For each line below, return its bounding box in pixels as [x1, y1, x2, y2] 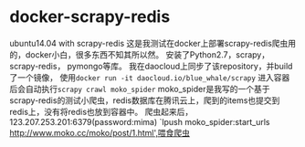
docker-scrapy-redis [9, 6, 171, 27]
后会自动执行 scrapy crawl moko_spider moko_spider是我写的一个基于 [9, 83, 270, 94]
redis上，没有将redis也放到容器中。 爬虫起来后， [9, 106, 194, 117]
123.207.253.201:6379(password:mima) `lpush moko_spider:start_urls [9, 116, 270, 127]
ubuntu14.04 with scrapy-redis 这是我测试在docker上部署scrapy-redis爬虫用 [9, 37, 297, 48]
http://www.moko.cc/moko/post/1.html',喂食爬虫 [9, 127, 190, 138]
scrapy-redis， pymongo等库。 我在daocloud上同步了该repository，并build [9, 60, 293, 71]
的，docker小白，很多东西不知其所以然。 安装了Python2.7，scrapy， [9, 48, 270, 60]
